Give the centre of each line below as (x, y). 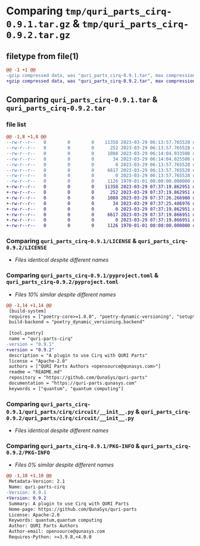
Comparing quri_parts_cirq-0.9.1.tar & (82, 100)
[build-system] (27, 311)
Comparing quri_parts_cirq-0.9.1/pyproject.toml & (82, 275)
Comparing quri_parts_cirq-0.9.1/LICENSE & (71, 241)
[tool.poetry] (26, 333)
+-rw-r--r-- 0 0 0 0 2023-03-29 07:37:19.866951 (98, 220)
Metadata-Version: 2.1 (37, 481)
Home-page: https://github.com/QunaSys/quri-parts (73, 509)
